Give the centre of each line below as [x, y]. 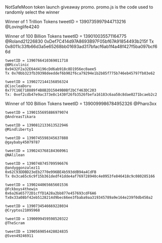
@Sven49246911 [19, 236]
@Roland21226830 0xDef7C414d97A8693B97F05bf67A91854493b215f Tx [80, 41]
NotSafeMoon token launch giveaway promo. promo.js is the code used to [79, 7]
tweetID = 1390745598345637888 [37, 138]
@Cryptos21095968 [23, 210]
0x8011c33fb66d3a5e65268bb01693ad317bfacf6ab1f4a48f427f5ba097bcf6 [81, 46]
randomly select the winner [32, 12]
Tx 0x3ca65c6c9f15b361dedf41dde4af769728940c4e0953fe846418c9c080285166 [80, 176]
